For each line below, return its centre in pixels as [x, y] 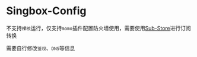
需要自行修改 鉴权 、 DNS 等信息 [41, 48]
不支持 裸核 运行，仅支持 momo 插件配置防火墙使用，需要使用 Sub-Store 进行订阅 [99, 28]
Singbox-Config [46, 11]
